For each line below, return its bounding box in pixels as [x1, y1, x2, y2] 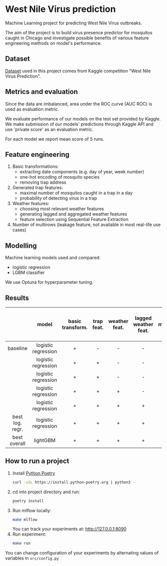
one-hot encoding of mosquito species [19, 174, 100, 180]
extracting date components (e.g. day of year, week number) [19, 169, 145, 175]
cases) [12, 227, 26, 233]
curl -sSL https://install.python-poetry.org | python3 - [12, 479, 135, 485]
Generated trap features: [12, 185, 63, 191]
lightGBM [34, 437, 56, 444]
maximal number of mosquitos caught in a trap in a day [19, 190, 133, 196]
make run [12, 541, 31, 546]
